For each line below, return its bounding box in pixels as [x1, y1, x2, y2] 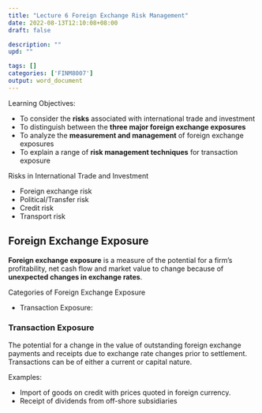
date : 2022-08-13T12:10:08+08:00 [8, 19, 118, 27]
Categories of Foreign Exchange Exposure [8, 287, 146, 297]
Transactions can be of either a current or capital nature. [8, 357, 193, 366]
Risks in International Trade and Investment [8, 171, 149, 180]
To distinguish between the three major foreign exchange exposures [19, 122, 246, 131]
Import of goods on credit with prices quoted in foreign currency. [19, 388, 231, 397]
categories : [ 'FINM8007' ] [8, 69, 93, 77]
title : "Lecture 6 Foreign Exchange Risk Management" [8, 11, 189, 20]
